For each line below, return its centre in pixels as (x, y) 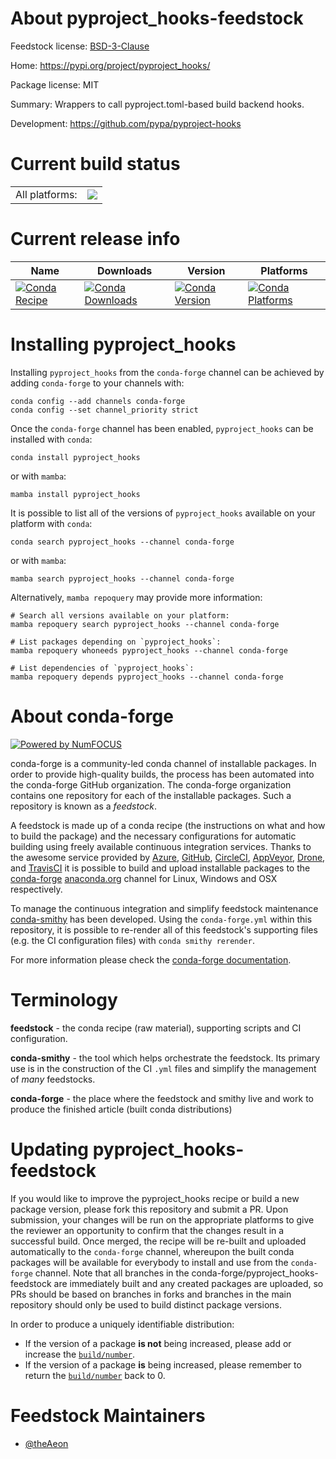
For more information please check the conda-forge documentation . (151, 959)
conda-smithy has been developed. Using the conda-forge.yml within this (161, 919)
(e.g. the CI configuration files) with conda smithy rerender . (132, 940)
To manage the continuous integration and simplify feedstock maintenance (164, 908)
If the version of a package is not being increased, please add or (158, 1343)
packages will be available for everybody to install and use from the (149, 1262)
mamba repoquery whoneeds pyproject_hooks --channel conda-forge (149, 650)
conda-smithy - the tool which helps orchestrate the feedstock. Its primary (165, 1058)
